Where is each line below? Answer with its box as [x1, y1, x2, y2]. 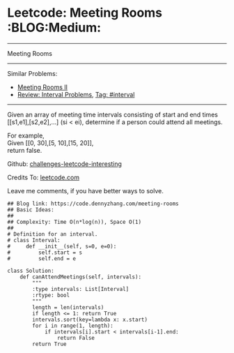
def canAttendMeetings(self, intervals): [19, 273, 141, 280]
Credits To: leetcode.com [7, 173, 80, 181]
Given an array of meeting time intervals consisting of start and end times [7, 110, 218, 119]
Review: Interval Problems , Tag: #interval [17, 90, 135, 98]
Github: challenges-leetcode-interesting [7, 159, 122, 168]
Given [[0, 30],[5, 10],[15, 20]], [7, 138, 94, 147]
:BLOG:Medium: [7, 20, 102, 36]
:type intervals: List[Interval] [32, 285, 130, 292]
